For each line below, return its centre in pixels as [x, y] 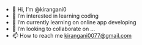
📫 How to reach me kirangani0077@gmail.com [72, 36]
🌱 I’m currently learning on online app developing [74, 22]
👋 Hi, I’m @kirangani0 [39, 9]
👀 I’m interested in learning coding [55, 16]
